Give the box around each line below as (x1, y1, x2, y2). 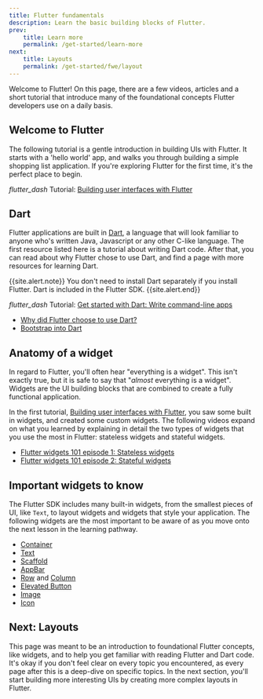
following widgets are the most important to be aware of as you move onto (9, 516, 250, 526)
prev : (9, 26, 27, 34)
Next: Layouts (9, 621, 79, 634)
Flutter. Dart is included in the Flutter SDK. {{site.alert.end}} (9, 285, 201, 294)
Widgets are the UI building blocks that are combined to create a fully (9, 384, 234, 393)
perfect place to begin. (9, 169, 83, 179)
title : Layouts (23, 56, 73, 64)
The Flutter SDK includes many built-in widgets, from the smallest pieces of (9, 500, 254, 508)
